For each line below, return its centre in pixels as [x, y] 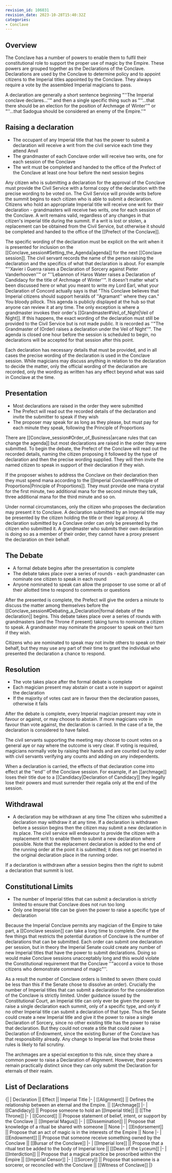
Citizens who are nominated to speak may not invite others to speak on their [86, 643]
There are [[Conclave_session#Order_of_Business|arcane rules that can [81, 437]
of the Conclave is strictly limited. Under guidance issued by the [73, 995]
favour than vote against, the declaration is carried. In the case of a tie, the [84, 725]
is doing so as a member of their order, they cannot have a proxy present [82, 534]
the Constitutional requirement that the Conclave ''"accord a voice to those [84, 963]
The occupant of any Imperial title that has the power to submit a [81, 140]
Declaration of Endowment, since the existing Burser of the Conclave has [82, 1033]
